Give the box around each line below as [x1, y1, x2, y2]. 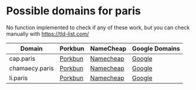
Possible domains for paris [6, 4, 141, 18]
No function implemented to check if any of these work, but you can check [6, 24, 190, 31]
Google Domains [132, 44, 181, 52]
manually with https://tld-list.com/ [6, 30, 89, 37]
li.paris [9, 73, 28, 82]
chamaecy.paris [9, 64, 54, 72]
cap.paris [9, 54, 36, 63]
